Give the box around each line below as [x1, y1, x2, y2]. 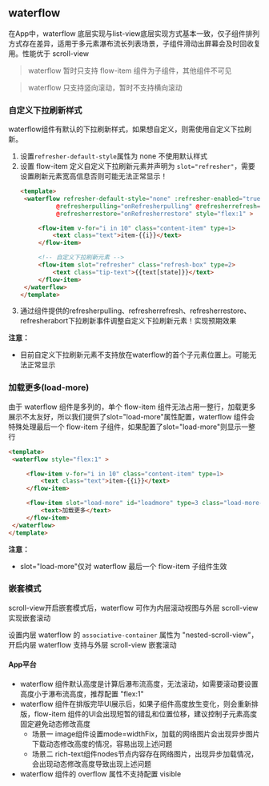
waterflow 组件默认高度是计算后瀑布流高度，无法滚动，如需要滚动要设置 [19, 680, 259, 689]
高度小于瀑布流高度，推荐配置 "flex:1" [19, 689, 144, 699]
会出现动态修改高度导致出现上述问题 [31, 760, 152, 769]
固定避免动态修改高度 [19, 720, 90, 729]
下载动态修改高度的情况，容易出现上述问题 [31, 740, 173, 749]
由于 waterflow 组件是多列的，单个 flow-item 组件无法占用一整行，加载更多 [8, 402, 256, 411]
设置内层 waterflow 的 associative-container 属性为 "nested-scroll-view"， [8, 630, 259, 640]
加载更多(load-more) [8, 382, 90, 393]
